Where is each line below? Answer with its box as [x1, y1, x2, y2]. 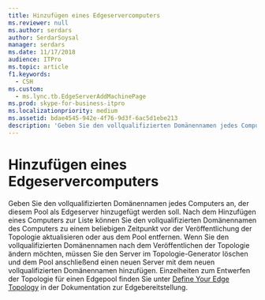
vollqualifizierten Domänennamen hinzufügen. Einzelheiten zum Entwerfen [8, 265, 251, 275]
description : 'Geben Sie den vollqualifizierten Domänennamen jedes [8, 122, 238, 129]
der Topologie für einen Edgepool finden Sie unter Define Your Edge [8, 274, 230, 283]
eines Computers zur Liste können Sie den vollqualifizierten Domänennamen [8, 215, 257, 225]
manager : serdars [8, 41, 65, 49]
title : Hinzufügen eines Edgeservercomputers [8, 11, 160, 20]
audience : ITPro [8, 56, 62, 64]
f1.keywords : [8, 70, 51, 78]
